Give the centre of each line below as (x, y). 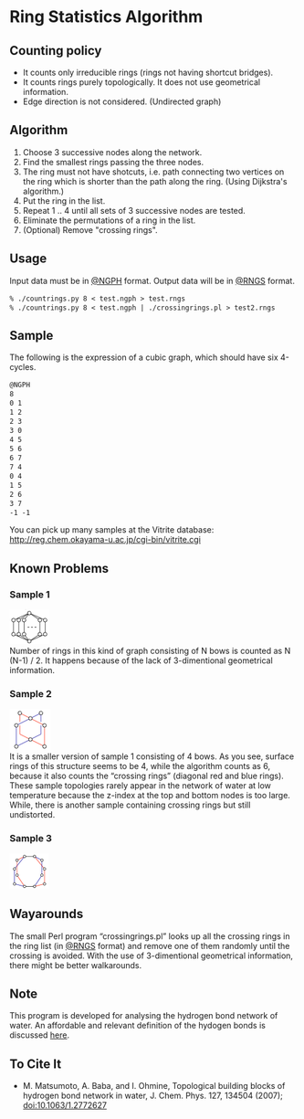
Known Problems (59, 568)
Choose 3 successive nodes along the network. (112, 152)
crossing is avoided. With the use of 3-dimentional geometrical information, (152, 955)
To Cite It (36, 1064)
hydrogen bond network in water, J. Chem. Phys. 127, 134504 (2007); (152, 1096)
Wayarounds (47, 914)
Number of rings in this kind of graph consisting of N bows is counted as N (150, 651)
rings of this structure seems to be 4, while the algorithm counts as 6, (140, 766)
